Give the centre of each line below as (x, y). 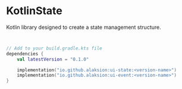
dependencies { (25, 54)
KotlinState (34, 11)
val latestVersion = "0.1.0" (53, 59)
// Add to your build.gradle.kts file (54, 48)
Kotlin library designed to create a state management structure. (84, 27)
